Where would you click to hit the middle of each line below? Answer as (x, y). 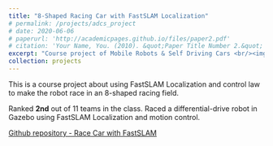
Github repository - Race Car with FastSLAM (82, 133)
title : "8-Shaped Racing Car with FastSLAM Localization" (108, 16)
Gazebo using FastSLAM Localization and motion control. (104, 117)
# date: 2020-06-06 (41, 31)
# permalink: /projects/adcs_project (72, 24)
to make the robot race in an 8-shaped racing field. (94, 92)
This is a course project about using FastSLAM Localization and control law (134, 84)
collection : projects (45, 62)
